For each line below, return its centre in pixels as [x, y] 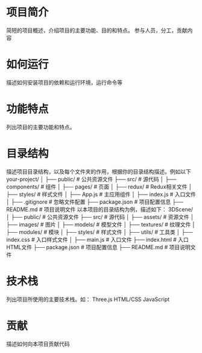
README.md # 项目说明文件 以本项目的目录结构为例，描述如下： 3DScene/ [100, 209]
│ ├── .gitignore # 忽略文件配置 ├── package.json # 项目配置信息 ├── [95, 202]
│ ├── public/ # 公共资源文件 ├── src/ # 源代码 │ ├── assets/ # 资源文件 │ [100, 217]
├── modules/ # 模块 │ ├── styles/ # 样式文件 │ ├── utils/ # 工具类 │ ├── [99, 232]
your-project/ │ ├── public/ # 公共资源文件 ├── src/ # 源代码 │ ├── [91, 179]
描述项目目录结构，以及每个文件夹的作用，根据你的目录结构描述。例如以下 [99, 171]
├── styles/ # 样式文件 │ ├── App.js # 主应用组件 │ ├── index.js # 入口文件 [101, 194]
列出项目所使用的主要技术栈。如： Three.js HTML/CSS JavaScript [88, 299]
